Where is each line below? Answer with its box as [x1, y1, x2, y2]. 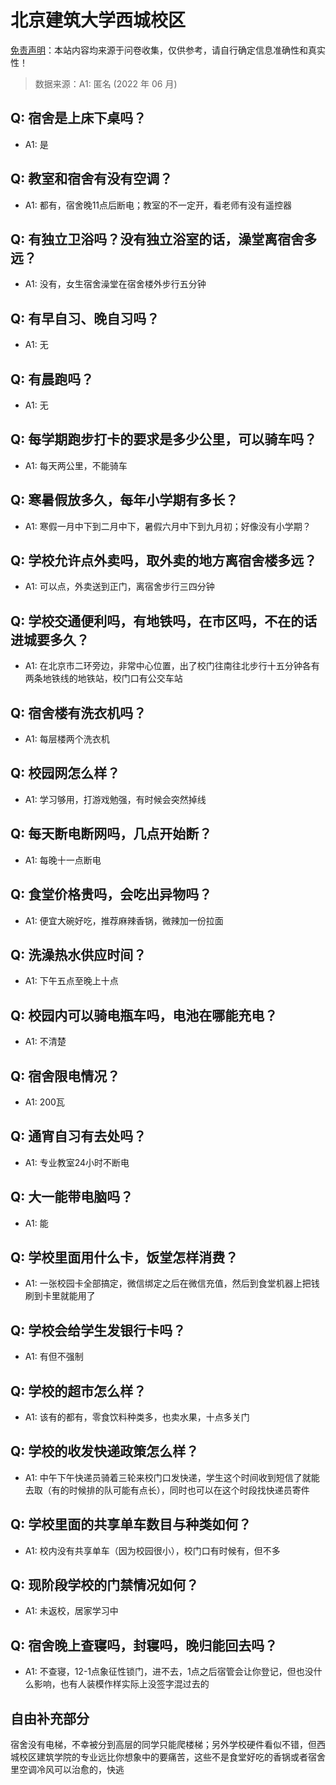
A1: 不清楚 [24, 1036, 67, 1048]
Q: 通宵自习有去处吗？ [10, 1128, 147, 1145]
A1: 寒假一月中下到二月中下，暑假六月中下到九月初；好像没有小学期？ [24, 520, 312, 532]
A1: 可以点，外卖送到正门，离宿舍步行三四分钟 [24, 581, 215, 593]
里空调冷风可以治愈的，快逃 [10, 1764, 125, 1776]
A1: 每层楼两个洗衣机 [24, 733, 110, 745]
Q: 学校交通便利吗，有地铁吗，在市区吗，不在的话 [10, 612, 318, 630]
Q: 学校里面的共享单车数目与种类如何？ [10, 1516, 252, 1533]
